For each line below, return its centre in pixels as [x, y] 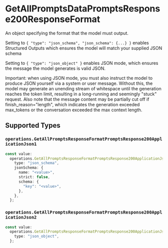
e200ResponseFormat [53, 19]
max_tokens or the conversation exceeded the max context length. [74, 110]
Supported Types [33, 125]
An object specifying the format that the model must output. [67, 33]
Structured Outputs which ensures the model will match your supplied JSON [84, 48]
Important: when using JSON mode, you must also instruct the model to [79, 78]
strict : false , [34, 177]
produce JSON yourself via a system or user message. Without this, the [79, 83]
